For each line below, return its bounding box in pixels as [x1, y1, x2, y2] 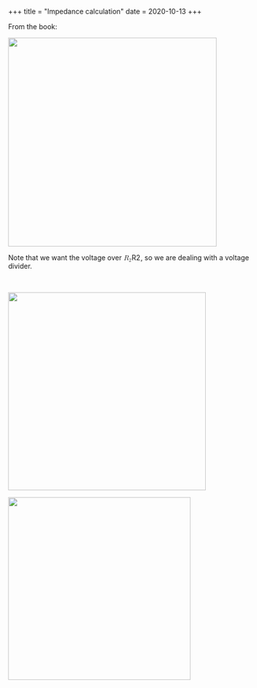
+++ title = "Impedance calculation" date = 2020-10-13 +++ [8, 7, 202, 16]
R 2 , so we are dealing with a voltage [131, 253, 250, 262]
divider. [8, 262, 33, 271]
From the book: [8, 22, 57, 31]
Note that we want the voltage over [8, 253, 123, 262]
